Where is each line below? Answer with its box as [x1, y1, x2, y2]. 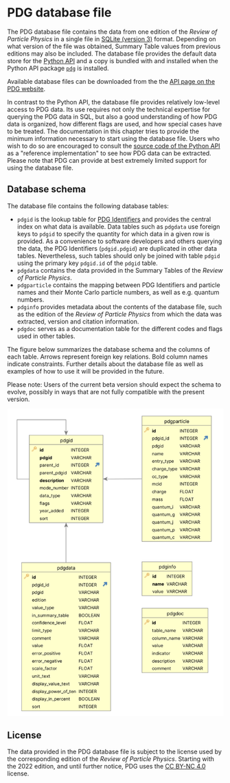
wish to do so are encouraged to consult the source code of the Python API [7, 141, 221, 150]
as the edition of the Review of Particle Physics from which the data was [16, 310, 222, 318]
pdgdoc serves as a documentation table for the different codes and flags [16, 324, 223, 332]
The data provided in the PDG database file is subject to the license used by [7, 747, 222, 756]
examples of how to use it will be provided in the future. [7, 367, 165, 375]
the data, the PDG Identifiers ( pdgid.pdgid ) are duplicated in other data [16, 244, 218, 252]
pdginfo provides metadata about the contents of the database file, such [16, 302, 222, 310]
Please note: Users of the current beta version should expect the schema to [7, 380, 222, 389]
